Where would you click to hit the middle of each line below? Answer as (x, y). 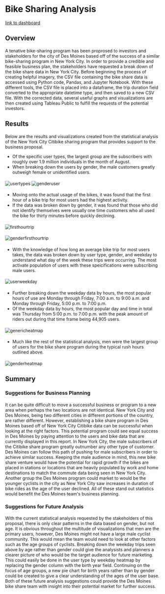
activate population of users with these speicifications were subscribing (85, 265)
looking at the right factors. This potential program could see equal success (82, 431)
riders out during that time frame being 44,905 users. (66, 319)
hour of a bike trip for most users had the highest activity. (70, 200)
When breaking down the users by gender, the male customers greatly (83, 167)
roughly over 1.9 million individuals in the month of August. (71, 162)
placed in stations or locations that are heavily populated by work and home (82, 467)
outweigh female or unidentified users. (51, 172)
